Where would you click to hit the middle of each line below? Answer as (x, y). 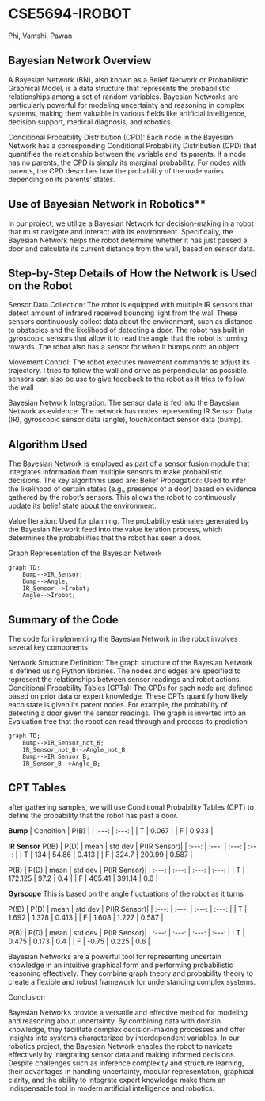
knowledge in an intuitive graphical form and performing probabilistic (121, 965)
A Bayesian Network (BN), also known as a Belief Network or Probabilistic (129, 79)
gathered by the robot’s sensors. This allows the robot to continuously (122, 497)
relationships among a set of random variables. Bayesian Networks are (123, 97)
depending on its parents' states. (62, 179)
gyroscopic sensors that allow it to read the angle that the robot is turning (128, 338)
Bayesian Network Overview (80, 61)
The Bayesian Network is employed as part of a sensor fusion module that (129, 463)
